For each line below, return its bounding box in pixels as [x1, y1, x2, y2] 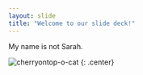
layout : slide [8, 11, 57, 20]
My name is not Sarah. [8, 41, 83, 51]
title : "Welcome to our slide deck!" [8, 19, 136, 27]
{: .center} [80, 57, 115, 67]
